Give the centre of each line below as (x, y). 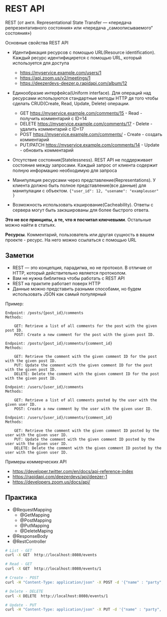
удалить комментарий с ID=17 (52, 129)
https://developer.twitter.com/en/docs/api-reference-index (73, 471)
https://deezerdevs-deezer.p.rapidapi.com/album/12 (73, 83)
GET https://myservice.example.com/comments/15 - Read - (81, 113)
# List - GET (19, 550)
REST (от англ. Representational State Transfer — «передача (69, 22)
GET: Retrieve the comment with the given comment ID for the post (85, 356)
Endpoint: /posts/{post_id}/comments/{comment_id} (59, 343)
